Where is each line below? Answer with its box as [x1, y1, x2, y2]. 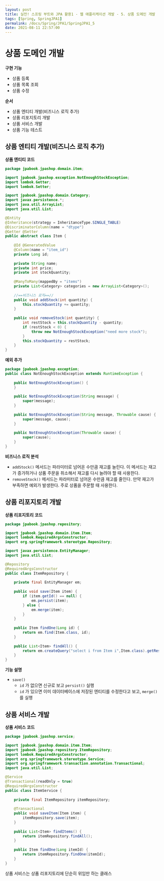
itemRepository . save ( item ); [22, 815, 80, 820]
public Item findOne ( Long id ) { [14, 626, 80, 630]
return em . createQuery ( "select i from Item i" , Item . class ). [22, 648, 147, 653]
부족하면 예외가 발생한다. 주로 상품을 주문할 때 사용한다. [12, 482, 118, 488]
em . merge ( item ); [31, 607, 64, 612]
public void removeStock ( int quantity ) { [14, 316, 99, 321]
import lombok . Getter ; [5, 180, 51, 185]
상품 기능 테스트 [12, 127, 42, 133]
